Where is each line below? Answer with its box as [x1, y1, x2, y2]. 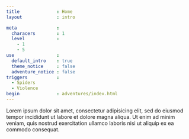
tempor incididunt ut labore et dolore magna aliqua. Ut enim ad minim [6, 113, 175, 120]
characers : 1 [11, 30, 65, 36]
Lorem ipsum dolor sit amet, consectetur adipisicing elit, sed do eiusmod [6, 107, 184, 114]
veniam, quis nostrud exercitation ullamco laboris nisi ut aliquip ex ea [6, 119, 174, 127]
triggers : [6, 75, 60, 80]
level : [11, 36, 60, 42]
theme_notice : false [11, 63, 76, 69]
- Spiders [11, 80, 36, 86]
